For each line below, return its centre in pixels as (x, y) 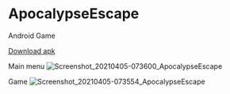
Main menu (27, 66)
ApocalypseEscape (74, 14)
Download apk (32, 51)
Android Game (32, 36)
